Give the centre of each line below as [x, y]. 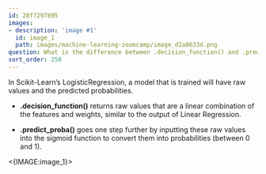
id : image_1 [35, 38]
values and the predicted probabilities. [71, 90]
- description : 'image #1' [53, 30]
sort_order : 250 [35, 60]
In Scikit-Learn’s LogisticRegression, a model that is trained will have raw [127, 82]
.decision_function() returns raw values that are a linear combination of [137, 106]
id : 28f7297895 [33, 15]
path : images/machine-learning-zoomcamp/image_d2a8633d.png [116, 45]
